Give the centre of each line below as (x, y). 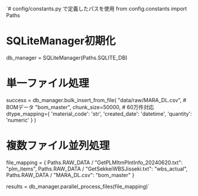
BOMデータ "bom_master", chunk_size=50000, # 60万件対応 (80, 107)
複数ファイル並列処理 (58, 146)
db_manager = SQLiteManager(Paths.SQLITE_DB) (67, 57)
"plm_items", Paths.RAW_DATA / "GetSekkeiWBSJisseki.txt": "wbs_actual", (97, 169)
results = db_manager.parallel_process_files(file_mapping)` (78, 186)
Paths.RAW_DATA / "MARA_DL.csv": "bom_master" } (70, 175)
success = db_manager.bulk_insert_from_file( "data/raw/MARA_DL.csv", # (96, 100)
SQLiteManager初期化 (61, 41)
